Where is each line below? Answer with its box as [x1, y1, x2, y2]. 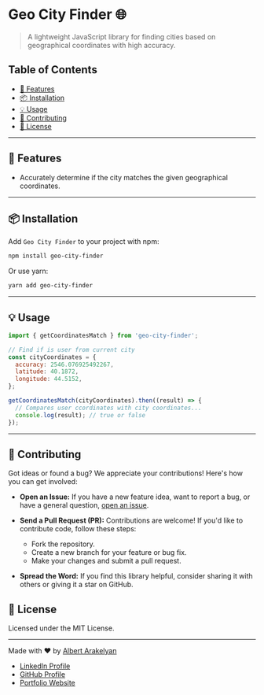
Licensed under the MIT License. [8, 623, 115, 633]
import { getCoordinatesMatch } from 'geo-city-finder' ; [8, 331, 199, 339]
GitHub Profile [19, 670, 65, 679]
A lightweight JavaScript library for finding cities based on [27, 31, 216, 41]
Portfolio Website [19, 678, 76, 688]
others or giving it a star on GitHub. [19, 580, 134, 590]
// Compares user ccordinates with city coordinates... [15, 404, 202, 412]
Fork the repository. [31, 539, 96, 549]
